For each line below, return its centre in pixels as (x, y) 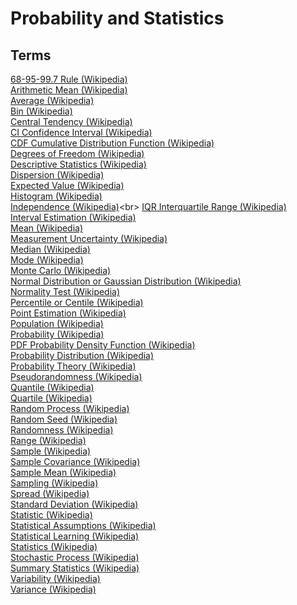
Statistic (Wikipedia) (51, 515)
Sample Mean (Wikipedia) (63, 472)
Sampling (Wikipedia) (54, 483)
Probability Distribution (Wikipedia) (82, 355)
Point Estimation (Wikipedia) (68, 313)
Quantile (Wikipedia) (52, 387)
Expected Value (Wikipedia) (67, 185)
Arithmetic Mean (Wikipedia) (69, 90)
